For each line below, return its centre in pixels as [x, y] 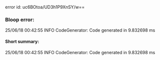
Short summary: [22, 41]
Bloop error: [20, 20]
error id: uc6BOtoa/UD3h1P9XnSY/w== [45, 7]
